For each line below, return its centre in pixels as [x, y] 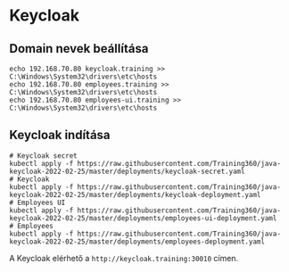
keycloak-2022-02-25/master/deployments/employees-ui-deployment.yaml [143, 218]
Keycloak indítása [60, 135]
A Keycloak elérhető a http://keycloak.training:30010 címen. [124, 258]
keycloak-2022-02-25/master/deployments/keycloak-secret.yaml [127, 171]
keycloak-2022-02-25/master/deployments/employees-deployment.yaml [137, 242]
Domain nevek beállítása [79, 49]
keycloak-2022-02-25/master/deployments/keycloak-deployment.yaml [135, 194]
